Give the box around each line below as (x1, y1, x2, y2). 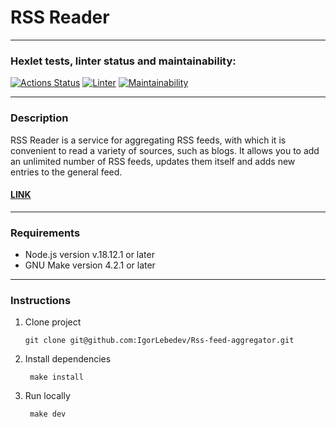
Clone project (24, 316, 82, 328)
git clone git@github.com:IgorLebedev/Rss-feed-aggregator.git (24, 336, 295, 346)
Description (10, 111, 69, 125)
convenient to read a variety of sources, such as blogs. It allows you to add (10, 144, 320, 156)
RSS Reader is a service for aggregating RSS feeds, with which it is (10, 134, 287, 146)
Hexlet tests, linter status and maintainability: (10, 54, 237, 68)
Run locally (24, 390, 71, 402)
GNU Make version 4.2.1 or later (24, 259, 156, 271)
